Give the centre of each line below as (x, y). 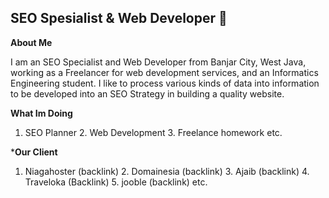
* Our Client (34, 152)
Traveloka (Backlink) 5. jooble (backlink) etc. (116, 182)
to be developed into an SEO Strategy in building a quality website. (147, 93)
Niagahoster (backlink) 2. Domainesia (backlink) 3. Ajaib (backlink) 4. (167, 171)
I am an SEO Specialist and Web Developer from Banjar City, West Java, (158, 62)
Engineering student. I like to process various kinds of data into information (165, 83)
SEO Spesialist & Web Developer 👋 (119, 18)
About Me (31, 42)
